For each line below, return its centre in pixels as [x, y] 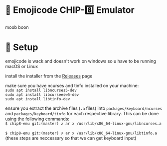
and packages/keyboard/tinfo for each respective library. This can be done [82, 113]
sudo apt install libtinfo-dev [38, 99]
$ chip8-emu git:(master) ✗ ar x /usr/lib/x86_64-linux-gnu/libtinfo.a [81, 133]
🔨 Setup [22, 47]
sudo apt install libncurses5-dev [41, 90]
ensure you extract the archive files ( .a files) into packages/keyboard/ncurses [84, 108]
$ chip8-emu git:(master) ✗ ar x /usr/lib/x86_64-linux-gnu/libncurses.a [83, 123]
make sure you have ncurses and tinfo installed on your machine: [72, 85]
